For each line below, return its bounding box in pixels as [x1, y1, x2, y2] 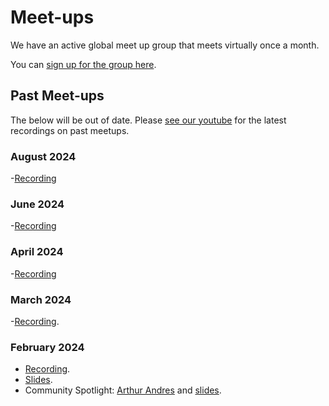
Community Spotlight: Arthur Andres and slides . [24, 384, 222, 396]
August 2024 [10, 149, 77, 163]
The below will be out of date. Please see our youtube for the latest [10, 114, 287, 126]
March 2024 [10, 292, 72, 306]
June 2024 [10, 197, 65, 211]
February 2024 [10, 340, 85, 354]
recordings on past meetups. [10, 124, 130, 136]
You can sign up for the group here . [10, 58, 157, 70]
